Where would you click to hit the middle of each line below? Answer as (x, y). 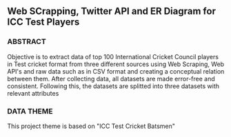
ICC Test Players (43, 22)
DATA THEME (30, 111)
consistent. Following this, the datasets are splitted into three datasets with (113, 86)
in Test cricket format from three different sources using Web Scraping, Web (116, 64)
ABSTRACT (27, 42)
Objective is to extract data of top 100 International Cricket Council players (113, 56)
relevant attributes (33, 93)
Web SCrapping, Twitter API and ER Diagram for (111, 11)
